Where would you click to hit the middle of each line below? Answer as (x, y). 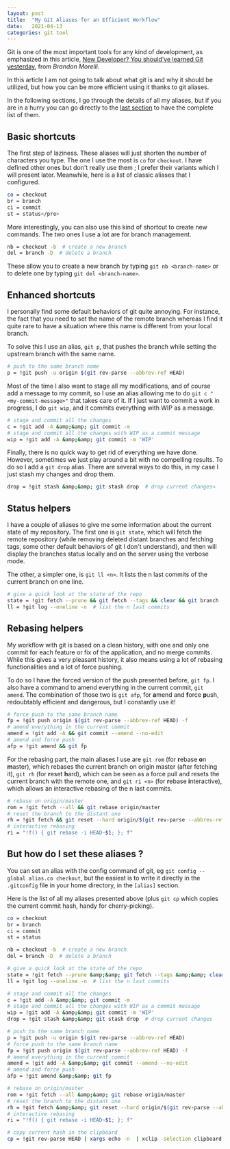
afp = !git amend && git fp (47, 746)
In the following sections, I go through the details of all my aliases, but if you (114, 101)
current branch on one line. (46, 582)
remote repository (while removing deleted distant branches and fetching (110, 539)
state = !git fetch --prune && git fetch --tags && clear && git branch (113, 600)
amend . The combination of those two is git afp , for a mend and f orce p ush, (113, 694)
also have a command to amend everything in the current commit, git (105, 687)
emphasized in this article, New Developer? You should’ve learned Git (105, 60)
